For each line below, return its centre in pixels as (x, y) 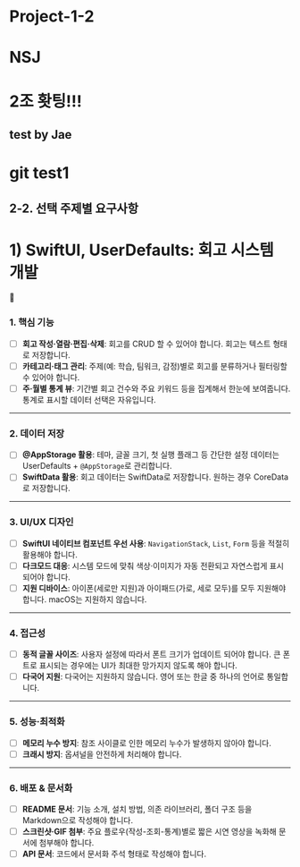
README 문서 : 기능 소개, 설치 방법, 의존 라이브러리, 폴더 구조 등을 (137, 809)
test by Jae (41, 135)
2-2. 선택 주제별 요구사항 (74, 208)
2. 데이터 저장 (37, 433)
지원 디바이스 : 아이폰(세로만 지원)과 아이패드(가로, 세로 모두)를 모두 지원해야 (154, 588)
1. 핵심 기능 (32, 322)
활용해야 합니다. (50, 554)
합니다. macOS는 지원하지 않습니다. (84, 599)
